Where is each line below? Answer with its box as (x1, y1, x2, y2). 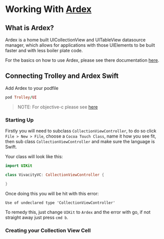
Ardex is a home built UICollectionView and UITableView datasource (5, 37, 146, 43)
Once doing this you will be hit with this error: (5, 190, 99, 196)
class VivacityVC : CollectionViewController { (5, 172, 104, 177)
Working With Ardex (5, 4, 92, 15)
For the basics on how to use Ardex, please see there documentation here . (5, 57, 159, 63)
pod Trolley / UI (5, 94, 37, 100)
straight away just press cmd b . (5, 214, 69, 220)
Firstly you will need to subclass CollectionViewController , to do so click (5, 128, 156, 134)
